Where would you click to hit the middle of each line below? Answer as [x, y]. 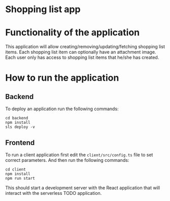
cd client [16, 169]
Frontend [20, 142]
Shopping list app [43, 9]
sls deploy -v [20, 127]
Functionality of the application [73, 33]
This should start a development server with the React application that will [83, 188]
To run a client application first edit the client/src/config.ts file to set [79, 155]
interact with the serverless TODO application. [54, 193]
